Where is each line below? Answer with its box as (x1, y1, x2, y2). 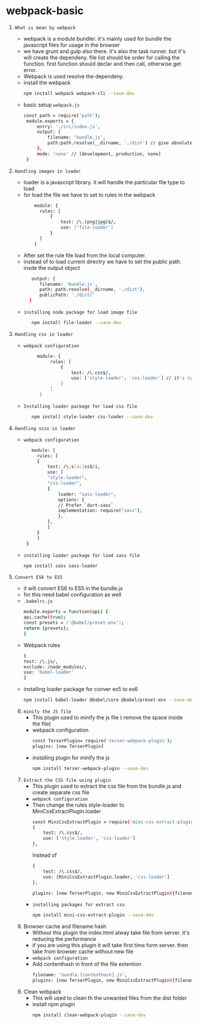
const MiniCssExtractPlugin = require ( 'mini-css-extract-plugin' (32, 819, 196, 825)
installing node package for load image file (23, 309, 137, 315)
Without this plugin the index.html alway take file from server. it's (32, 929, 190, 937)
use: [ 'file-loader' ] (60, 224, 114, 231)
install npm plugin (32, 1001, 75, 1008)
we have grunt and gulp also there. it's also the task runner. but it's (23, 47, 186, 54)
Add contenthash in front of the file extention (32, 961, 141, 968)
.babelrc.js (23, 598, 53, 605)
